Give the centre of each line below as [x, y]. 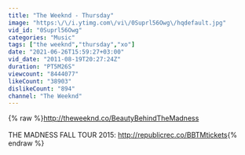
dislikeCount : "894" [42, 89]
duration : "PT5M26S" [42, 67]
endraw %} [26, 143]
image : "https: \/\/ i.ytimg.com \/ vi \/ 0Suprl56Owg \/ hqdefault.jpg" [117, 23]
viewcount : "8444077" [44, 74]
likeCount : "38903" [40, 81]
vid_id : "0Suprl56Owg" [45, 30]
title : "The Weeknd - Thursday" [61, 15]
